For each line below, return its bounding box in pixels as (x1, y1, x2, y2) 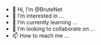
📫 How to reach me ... (12, 32, 69, 39)
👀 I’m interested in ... (12, 12, 64, 19)
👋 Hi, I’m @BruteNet (12, 6, 63, 13)
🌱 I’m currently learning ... (12, 19, 78, 26)
